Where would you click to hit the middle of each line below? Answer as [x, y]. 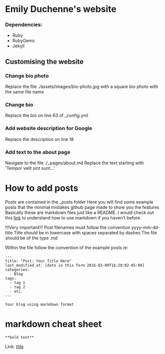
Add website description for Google [49, 129]
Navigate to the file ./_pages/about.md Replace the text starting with [75, 163]
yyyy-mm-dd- [146, 227]
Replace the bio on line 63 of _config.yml [47, 116]
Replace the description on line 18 [40, 139]
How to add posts [42, 188]
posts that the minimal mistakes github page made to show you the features [82, 207]
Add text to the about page [38, 152]
